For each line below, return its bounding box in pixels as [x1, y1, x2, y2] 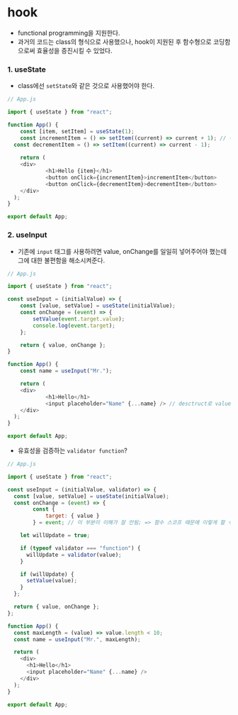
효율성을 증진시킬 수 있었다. [36, 46, 113, 55]
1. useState [7, 65, 46, 74]
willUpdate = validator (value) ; [25, 551, 122, 558]
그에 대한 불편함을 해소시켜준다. [17, 256, 105, 265]
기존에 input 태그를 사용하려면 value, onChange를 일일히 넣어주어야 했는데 [17, 247, 227, 255]
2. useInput [7, 230, 47, 240]
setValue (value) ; [25, 577, 78, 584]
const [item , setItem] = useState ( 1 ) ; [20, 128, 135, 135]
